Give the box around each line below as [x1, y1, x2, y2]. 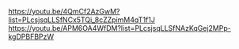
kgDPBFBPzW [8, 32, 55, 41]
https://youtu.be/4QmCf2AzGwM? [8, 7, 120, 16]
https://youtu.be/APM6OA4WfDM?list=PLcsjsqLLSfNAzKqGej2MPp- [8, 24, 231, 32]
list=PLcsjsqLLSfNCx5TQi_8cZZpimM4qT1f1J [8, 15, 156, 24]
